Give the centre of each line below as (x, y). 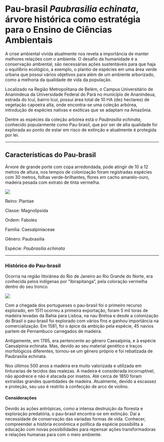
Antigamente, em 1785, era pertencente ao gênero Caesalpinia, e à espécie (81, 341)
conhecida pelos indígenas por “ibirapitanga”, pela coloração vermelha (76, 282)
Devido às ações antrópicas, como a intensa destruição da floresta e (74, 409)
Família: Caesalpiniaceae (30, 229)
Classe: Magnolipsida (27, 210)
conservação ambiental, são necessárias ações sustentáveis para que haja (81, 64)
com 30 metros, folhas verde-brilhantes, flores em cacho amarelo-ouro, (77, 177)
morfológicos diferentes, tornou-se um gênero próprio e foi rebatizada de (79, 351)
